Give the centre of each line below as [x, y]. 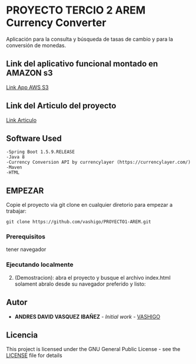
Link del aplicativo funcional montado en [82, 64]
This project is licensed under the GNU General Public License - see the [93, 349]
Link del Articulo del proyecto [61, 106]
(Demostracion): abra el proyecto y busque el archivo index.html [92, 277]
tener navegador [26, 249]
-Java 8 [16, 157]
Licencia [22, 335]
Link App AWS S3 [27, 87]
